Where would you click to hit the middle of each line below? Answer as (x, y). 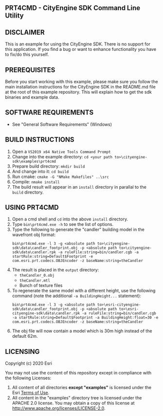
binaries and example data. (32, 97)
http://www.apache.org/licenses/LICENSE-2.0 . (59, 408)
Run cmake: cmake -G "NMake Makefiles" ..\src (61, 176)
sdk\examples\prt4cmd (34, 161)
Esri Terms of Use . (31, 393)
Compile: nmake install (36, 182)
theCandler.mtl (35, 281)
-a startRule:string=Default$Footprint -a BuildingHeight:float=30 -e (85, 318)
